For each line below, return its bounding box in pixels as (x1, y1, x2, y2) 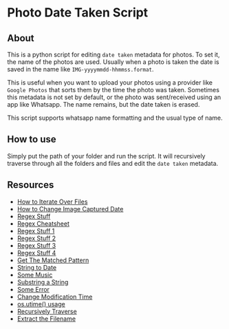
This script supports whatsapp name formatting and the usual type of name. (7, 114, 223, 122)
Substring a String (17, 277, 69, 286)
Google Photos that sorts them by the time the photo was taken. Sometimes (7, 86, 220, 94)
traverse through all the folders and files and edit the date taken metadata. (7, 159, 219, 167)
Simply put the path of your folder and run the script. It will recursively (7, 151, 206, 160)
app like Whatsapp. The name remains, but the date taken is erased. (7, 100, 200, 108)
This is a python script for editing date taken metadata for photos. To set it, (7, 50, 220, 59)
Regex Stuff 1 (17, 226, 55, 235)
